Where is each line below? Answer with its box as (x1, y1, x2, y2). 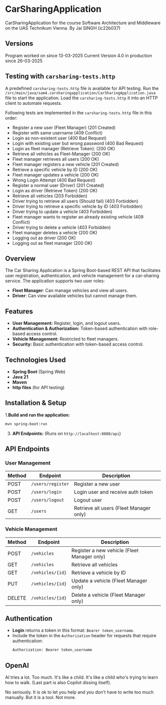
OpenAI (5, 661, 29, 669)
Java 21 (12, 374, 29, 380)
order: (5, 115, 18, 121)
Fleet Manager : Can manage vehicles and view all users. (12, 288, 128, 294)
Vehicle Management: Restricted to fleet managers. (12, 336, 119, 342)
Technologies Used (5, 355, 66, 364)
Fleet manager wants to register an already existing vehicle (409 (12, 214, 144, 220)
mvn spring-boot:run (5, 421, 48, 426)
